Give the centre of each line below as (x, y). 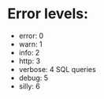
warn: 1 (30, 44)
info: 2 (29, 52)
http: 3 (30, 61)
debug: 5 (33, 78)
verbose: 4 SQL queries (57, 69)
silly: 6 (29, 86)
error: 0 (31, 36)
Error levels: (48, 14)
